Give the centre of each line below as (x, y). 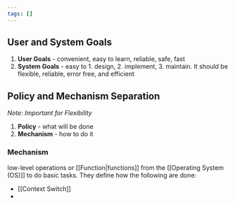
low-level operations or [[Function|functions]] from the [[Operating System (115, 167)
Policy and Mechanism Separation (84, 96)
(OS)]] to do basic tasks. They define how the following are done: (102, 175)
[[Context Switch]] (44, 189)
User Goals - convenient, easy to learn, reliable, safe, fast (101, 59)
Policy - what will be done (55, 126)
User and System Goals (60, 42)
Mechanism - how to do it (55, 134)
